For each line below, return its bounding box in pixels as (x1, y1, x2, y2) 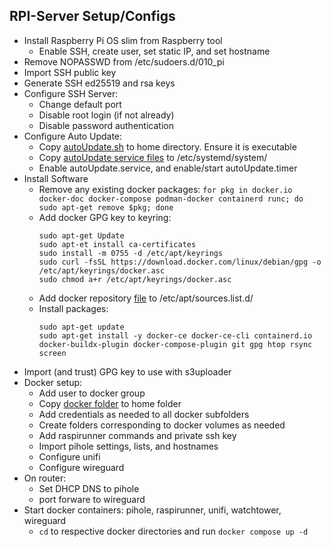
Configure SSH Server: (23, 87, 119, 99)
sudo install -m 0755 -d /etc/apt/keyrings (38, 248, 224, 258)
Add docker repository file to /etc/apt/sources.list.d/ (38, 292, 254, 304)
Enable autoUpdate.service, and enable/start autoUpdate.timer (38, 162, 298, 174)
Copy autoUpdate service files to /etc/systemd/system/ (38, 151, 268, 163)
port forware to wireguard (38, 493, 146, 505)
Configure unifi (38, 450, 101, 463)
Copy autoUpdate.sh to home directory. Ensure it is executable (38, 140, 297, 153)
